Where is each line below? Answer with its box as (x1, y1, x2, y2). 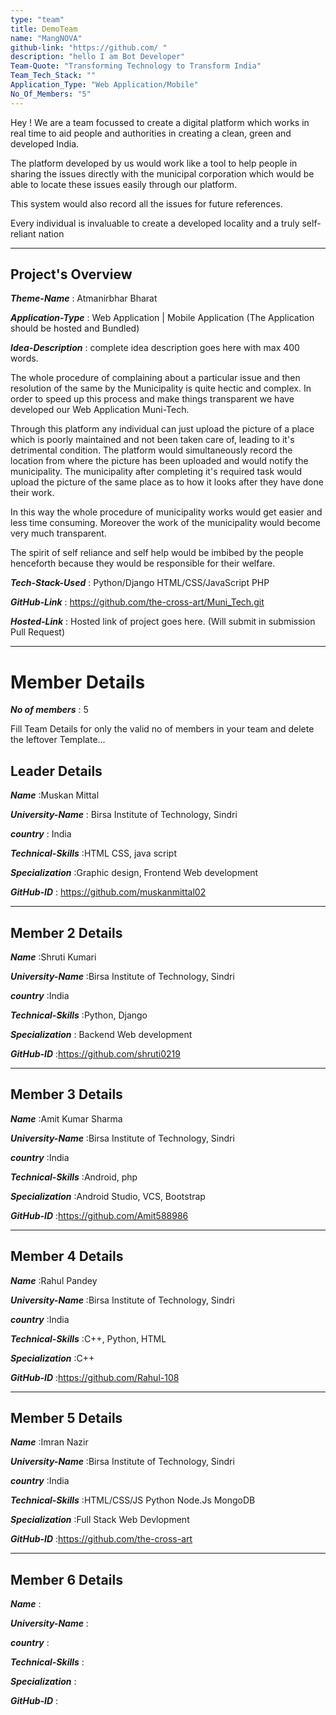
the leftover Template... (10, 734, 106, 746)
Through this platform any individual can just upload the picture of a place (10, 423, 315, 435)
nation (38, 227, 65, 240)
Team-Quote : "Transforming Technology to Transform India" (10, 61, 262, 71)
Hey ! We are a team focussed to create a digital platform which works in (10, 116, 310, 128)
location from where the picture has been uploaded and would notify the (10, 455, 309, 467)
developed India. (10, 137, 80, 150)
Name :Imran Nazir (10, 1436, 89, 1448)
